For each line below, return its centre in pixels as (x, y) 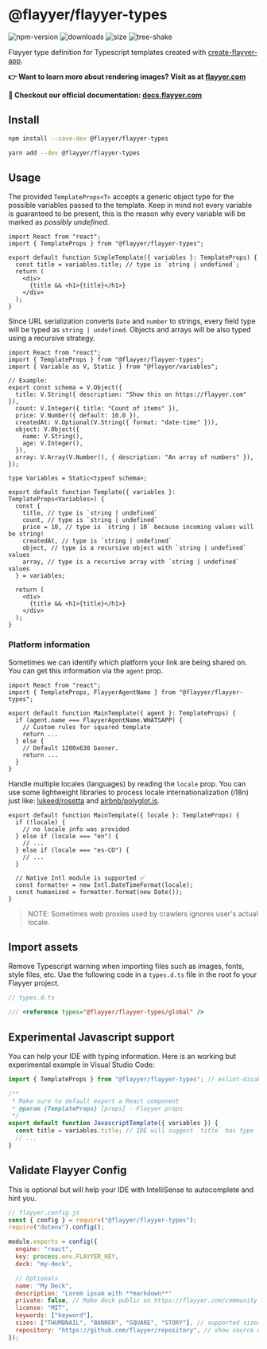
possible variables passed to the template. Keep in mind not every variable (130, 206)
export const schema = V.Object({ (66, 388)
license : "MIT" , (42, 1308)
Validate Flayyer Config (68, 1170)
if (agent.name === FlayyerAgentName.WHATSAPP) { (99, 720)
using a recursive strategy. (52, 338)
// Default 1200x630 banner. (71, 748)
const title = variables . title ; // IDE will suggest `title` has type (135, 1131)
